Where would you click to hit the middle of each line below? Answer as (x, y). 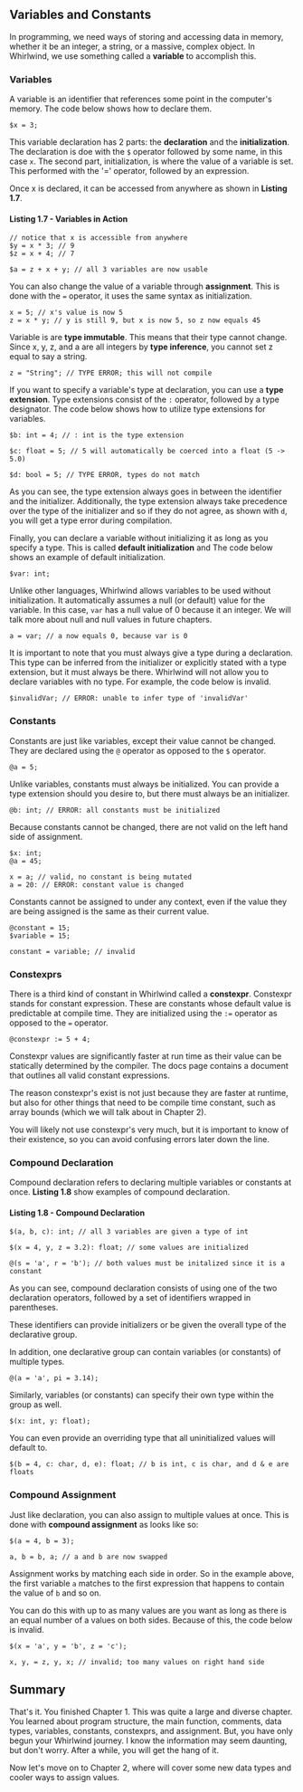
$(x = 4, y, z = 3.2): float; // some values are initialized (129, 1248)
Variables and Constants (80, 15)
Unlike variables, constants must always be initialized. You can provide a (144, 784)
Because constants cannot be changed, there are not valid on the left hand (149, 826)
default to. (28, 1448)
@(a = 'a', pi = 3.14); (54, 1378)
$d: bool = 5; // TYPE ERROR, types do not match (105, 475)
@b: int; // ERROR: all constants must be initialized (115, 810)
